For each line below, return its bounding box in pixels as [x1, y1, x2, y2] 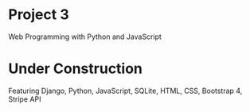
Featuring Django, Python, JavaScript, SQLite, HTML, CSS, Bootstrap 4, [8, 86, 243, 95]
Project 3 [8, 6, 69, 24]
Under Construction [8, 60, 143, 78]
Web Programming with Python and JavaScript [8, 32, 162, 41]
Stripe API [8, 94, 41, 104]
